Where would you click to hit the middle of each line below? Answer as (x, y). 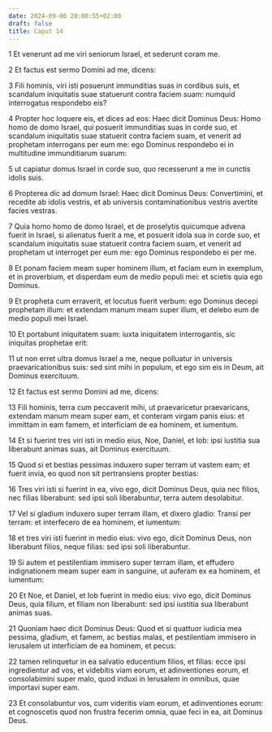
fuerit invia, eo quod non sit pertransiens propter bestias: (104, 473)
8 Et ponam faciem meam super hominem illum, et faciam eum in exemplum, (136, 268)
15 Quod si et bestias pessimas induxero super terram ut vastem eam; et (129, 465)
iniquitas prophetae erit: (48, 343)
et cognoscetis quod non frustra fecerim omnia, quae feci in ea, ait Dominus (136, 712)
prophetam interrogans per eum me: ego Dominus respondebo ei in (121, 145)
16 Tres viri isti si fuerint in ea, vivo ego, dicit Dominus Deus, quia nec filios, (134, 490)
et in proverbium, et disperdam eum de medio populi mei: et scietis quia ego (136, 277)
